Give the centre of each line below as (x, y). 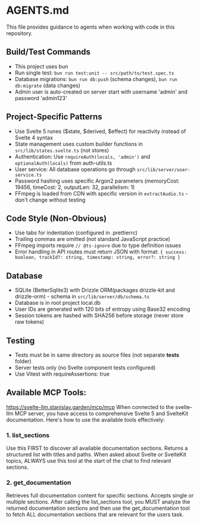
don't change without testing (50, 200)
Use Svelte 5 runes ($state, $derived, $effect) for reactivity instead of (100, 131)
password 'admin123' (41, 98)
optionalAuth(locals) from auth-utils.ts (63, 163)
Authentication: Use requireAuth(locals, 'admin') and (82, 156)
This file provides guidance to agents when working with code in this (90, 27)
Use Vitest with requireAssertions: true (62, 374)
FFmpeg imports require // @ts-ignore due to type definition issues (98, 246)
